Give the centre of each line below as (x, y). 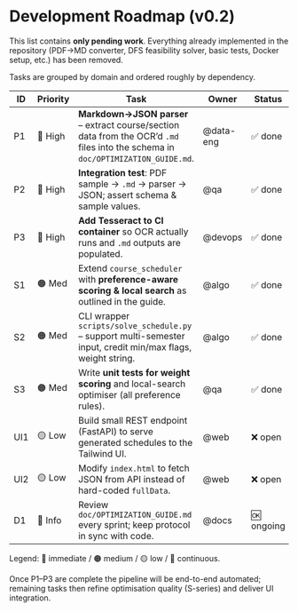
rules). (92, 406)
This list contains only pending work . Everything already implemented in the (149, 41)
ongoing (268, 526)
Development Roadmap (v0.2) (122, 16)
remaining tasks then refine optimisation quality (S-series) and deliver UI (141, 588)
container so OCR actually (133, 231)
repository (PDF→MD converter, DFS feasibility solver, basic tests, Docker (144, 50)
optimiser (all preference (129, 394)
